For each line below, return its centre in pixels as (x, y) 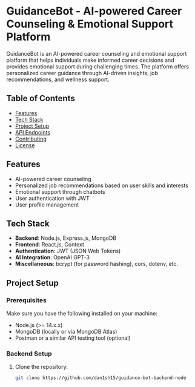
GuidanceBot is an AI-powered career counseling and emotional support (97, 53)
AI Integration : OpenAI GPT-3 (52, 257)
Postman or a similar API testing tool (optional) (73, 338)
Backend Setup (29, 354)
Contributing (31, 139)
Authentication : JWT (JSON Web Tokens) (68, 251)
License (25, 145)
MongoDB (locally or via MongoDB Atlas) (66, 332)
